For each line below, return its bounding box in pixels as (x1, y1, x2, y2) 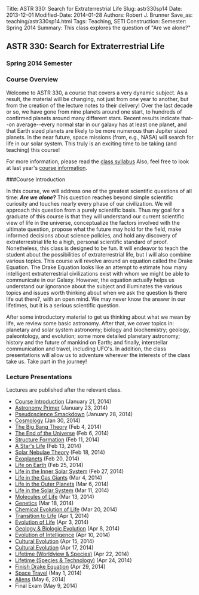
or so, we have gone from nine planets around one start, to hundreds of (6, 108, 182, 115)
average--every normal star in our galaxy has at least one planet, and (16, 121, 187, 128)
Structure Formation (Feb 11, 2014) (14, 436, 100, 443)
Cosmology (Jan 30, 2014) (14, 417, 81, 424)
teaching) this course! (6, 146, 60, 153)
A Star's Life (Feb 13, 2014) (14, 442, 82, 449)
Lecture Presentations (6, 373, 72, 381)
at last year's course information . (6, 164, 88, 171)
